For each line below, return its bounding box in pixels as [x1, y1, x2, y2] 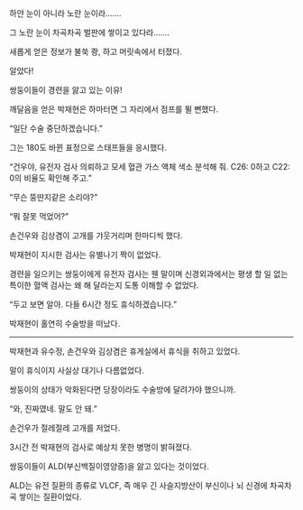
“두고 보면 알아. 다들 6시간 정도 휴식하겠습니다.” [9, 299, 178, 310]
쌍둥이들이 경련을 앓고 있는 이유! [9, 85, 124, 95]
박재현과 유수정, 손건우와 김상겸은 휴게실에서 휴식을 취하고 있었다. [9, 346, 241, 357]
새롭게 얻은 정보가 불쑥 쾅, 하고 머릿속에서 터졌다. [9, 46, 183, 57]
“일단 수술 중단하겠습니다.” [9, 123, 104, 134]
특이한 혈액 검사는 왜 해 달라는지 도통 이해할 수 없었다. [9, 280, 199, 291]
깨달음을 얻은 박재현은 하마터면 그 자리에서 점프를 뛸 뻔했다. [9, 104, 219, 115]
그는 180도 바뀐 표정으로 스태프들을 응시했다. [9, 143, 167, 153]
